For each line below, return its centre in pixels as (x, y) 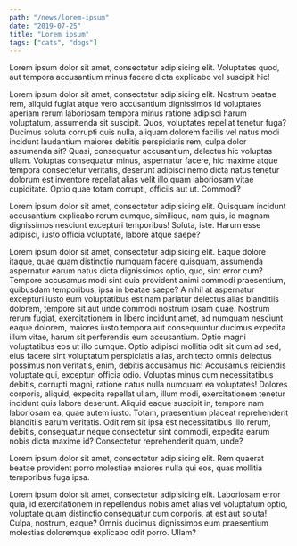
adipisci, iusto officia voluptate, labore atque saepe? (105, 235)
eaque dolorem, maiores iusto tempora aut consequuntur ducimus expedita (148, 328)
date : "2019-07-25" (45, 26)
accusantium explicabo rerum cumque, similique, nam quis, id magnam (140, 216)
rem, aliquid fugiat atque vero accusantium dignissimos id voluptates (136, 104)
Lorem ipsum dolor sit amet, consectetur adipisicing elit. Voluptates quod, (144, 68)
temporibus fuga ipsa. (49, 477)
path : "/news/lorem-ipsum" (59, 17)
